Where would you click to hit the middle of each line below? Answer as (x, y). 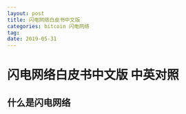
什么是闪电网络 (39, 103)
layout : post (26, 13)
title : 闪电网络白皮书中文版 (44, 20)
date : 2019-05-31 (32, 39)
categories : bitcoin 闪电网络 (48, 26)
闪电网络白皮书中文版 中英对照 (93, 75)
